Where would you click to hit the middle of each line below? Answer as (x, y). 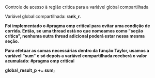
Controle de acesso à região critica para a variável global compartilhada (77, 7)
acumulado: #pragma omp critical (40, 61)
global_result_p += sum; (30, 70)
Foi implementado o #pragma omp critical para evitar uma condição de (77, 26)
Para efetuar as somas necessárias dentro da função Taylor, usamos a (77, 51)
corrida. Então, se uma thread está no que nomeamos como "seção (74, 31)
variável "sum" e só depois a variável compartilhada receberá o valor (76, 56)
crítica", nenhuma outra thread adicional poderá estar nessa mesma (75, 36)
